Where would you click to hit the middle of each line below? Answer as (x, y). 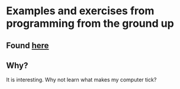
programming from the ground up (90, 23)
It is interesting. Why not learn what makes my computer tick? (81, 80)
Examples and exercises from (80, 11)
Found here (28, 45)
